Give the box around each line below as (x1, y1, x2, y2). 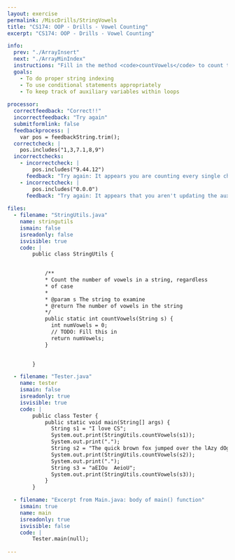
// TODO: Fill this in (51, 328, 117, 335)
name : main (20, 509, 52, 517)
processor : (7, 101, 39, 108)
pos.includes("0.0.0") (32, 185, 99, 192)
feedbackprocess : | (13, 127, 71, 134)
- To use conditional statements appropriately (20, 81, 161, 88)
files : (7, 205, 27, 212)
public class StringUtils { (32, 251, 114, 258)
